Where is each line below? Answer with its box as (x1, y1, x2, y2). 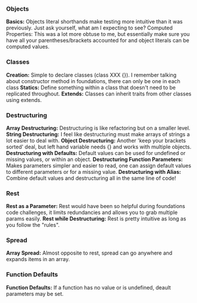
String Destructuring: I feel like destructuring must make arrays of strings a (6, 130, 190, 137)
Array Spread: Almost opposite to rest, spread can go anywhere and (6, 249, 172, 256)
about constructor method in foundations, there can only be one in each (6, 77, 181, 84)
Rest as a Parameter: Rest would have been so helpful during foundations (6, 203, 185, 210)
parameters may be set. (6, 290, 64, 297)
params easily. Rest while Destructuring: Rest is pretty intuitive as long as (6, 215, 186, 222)
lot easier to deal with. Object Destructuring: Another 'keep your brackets (6, 137, 186, 144)
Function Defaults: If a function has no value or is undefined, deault (6, 284, 171, 291)
